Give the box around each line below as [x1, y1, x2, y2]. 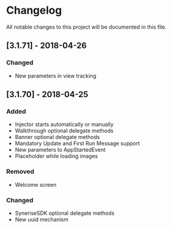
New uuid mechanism [14, 215, 69, 223]
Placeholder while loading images [14, 153, 98, 160]
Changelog [6, 4, 62, 17]
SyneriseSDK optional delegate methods [14, 209, 115, 217]
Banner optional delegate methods [14, 134, 100, 141]
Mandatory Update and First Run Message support [14, 140, 140, 147]
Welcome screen [14, 181, 57, 188]
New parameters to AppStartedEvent [14, 146, 106, 153]
